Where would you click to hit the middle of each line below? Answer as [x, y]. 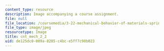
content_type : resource [29, 9]
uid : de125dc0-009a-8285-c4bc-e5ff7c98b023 [50, 41]
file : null [16, 18]
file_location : [20, 23]
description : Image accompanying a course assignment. [62, 14]
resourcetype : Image [26, 32]
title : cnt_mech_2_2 [26, 37]
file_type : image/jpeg [28, 28]
